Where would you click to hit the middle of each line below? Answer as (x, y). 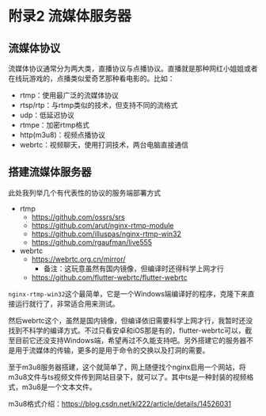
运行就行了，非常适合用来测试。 (67, 303)
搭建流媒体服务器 (50, 172)
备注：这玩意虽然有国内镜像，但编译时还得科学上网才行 (133, 268)
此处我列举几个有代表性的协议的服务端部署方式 (84, 193)
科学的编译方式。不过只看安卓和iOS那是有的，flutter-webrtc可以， (137, 330)
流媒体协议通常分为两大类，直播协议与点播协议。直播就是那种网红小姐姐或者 (133, 69)
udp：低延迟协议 (47, 115)
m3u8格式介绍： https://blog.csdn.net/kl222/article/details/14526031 (120, 403)
